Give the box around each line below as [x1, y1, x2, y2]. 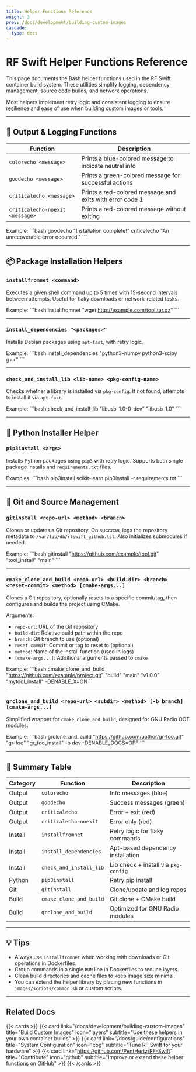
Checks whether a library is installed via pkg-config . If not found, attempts [6, 388, 184, 395]
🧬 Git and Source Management [6, 497, 120, 507]
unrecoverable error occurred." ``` [6, 233, 87, 240]
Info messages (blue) [110, 789, 168, 797]
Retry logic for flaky [110, 827, 164, 835]
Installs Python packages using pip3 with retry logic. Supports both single [6, 457, 183, 464]
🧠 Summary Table [6, 761, 72, 772]
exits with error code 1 [81, 195, 143, 204]
